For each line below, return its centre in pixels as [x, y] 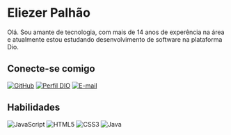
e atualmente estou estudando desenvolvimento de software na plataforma [115, 39]
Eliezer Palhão [49, 13]
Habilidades [34, 108]
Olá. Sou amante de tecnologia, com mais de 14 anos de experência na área [116, 32]
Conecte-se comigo [51, 69]
